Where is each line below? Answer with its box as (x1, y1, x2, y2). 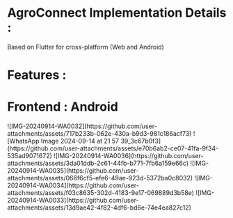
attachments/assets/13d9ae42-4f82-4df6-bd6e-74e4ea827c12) (7, 203, 191, 212)
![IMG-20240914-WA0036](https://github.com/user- (53, 152, 204, 160)
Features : (7, 68, 67, 83)
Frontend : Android (7, 99, 118, 115)
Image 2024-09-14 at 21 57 (40, 137, 120, 146)
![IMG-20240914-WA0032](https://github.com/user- (7, 122, 158, 130)
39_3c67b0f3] (120, 137, 161, 146)
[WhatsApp (7, 137, 40, 146)
